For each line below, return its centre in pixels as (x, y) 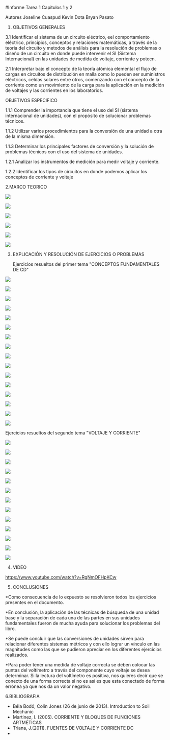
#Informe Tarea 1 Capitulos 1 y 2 (39, 7)
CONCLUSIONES (31, 587)
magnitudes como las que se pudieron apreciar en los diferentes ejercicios (83, 649)
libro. (11, 629)
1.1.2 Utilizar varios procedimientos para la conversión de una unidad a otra (84, 131)
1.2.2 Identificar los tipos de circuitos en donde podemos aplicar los (76, 171)
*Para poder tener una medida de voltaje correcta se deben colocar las (80, 665)
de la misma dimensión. (30, 136)
